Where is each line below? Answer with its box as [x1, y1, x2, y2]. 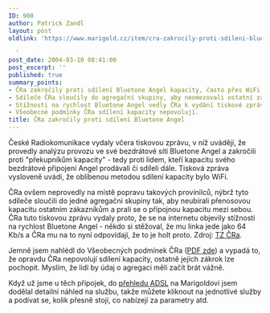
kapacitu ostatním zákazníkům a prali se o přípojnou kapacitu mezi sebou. [8, 205, 253, 213]
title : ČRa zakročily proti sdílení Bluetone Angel [8, 116, 185, 124]
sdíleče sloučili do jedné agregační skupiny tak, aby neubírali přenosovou [8, 196, 251, 205]
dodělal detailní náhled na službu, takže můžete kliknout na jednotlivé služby [8, 287, 262, 296]
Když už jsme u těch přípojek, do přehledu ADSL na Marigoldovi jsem [8, 278, 238, 287]
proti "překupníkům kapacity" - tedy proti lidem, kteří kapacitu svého [8, 155, 235, 165]
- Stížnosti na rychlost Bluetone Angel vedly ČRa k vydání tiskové [8, 101, 243, 109]
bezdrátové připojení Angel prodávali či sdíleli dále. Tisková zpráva [8, 164, 229, 173]
